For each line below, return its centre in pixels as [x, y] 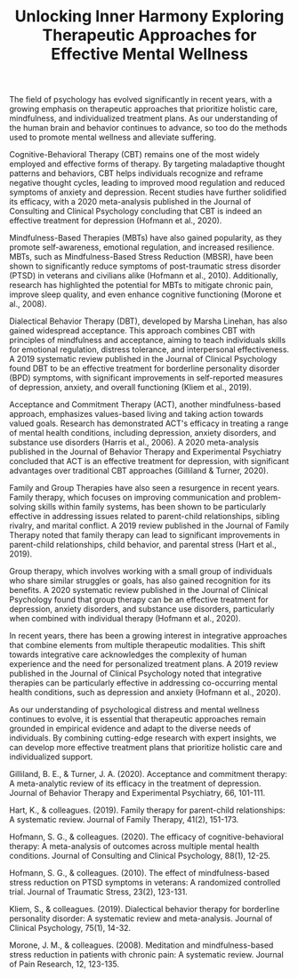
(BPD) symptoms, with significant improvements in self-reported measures [146, 378]
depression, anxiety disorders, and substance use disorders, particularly [142, 609]
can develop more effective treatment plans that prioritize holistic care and [146, 748]
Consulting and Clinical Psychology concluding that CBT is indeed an [136, 212]
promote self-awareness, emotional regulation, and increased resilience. [142, 247]
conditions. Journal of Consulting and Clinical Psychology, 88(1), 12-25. [140, 856]
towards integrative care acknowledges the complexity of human [128, 654]
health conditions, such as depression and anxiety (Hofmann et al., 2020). [145, 693]
